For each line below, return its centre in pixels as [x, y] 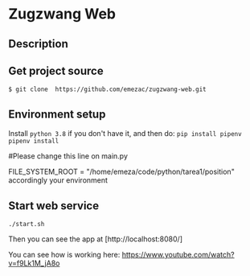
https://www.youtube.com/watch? [178, 255]
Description [38, 44]
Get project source [56, 70]
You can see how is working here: [64, 255]
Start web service [53, 206]
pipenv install [34, 142]
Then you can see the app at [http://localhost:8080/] [96, 239]
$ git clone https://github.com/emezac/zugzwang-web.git [107, 89]
